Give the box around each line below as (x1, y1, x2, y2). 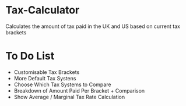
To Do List (5, 50, 55, 63)
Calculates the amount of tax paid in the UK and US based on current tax (5, 23, 181, 30)
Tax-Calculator (5, 3, 80, 17)
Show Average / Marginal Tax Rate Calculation (13, 93, 125, 100)
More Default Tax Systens (13, 75, 76, 82)
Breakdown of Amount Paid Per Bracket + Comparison (13, 87, 145, 94)
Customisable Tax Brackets (13, 68, 80, 76)
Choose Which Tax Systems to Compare (13, 81, 111, 88)
